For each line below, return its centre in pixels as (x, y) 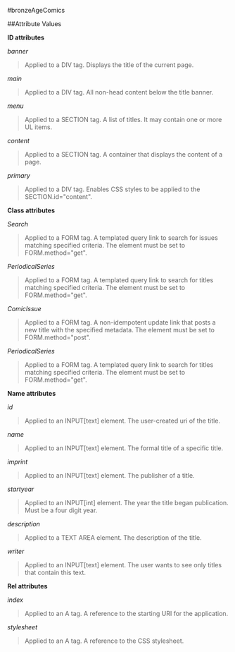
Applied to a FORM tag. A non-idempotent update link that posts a (120, 322)
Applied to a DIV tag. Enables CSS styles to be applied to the (112, 189)
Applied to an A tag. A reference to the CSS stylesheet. (104, 641)
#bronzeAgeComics (36, 10)
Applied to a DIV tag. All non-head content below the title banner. (119, 92)
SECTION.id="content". (58, 197)
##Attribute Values (34, 24)
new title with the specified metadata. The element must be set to (119, 330)
